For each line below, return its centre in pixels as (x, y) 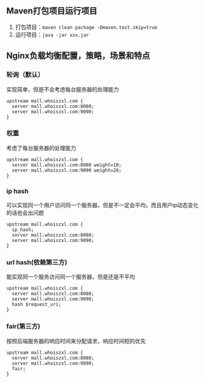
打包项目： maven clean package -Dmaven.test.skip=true (86, 27)
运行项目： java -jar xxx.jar (52, 34)
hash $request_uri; (37, 305)
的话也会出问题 (25, 213)
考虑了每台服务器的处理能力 (41, 148)
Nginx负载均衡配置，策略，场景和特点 (78, 56)
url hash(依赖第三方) (37, 262)
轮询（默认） (25, 75)
